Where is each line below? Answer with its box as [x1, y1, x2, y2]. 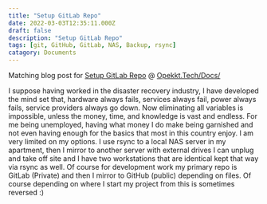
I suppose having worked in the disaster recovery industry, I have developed [8, 86, 259, 96]
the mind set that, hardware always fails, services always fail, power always [8, 95, 257, 104]
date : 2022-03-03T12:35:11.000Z [8, 19, 116, 27]
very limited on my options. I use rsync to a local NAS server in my [8, 137, 226, 146]
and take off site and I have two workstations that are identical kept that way [8, 154, 259, 163]
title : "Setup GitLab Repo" [8, 11, 102, 20]
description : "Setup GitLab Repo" [8, 33, 124, 42]
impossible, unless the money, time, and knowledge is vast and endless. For [8, 112, 257, 120]
